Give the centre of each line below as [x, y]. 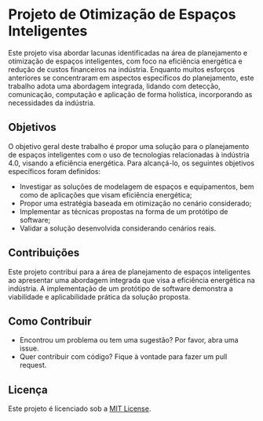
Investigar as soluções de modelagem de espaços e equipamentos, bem [137, 187]
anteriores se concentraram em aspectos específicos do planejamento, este [131, 78]
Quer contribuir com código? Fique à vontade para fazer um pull [123, 357]
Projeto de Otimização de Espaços [122, 15]
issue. [29, 348]
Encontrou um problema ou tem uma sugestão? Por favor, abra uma [129, 340]
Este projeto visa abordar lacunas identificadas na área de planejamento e [128, 53]
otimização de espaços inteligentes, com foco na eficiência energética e [125, 61]
